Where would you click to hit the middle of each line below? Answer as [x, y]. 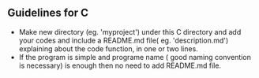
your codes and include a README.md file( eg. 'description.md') [124, 40]
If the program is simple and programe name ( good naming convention [135, 57]
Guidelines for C [48, 13]
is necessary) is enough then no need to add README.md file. [120, 65]
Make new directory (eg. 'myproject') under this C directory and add [130, 32]
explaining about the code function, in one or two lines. [108, 48]
